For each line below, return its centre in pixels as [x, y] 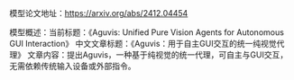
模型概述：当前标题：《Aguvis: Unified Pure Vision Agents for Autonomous [147, 32]
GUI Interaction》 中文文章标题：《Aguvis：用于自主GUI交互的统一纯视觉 [143, 44]
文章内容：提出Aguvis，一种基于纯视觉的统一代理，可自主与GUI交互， [157, 55]
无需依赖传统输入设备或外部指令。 [73, 66]
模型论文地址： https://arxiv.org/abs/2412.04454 [99, 13]
